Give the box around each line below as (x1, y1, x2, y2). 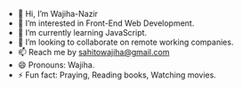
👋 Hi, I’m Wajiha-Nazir (17, 9, 99, 19)
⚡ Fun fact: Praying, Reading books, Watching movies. (17, 69, 216, 80)
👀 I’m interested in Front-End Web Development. (17, 18, 195, 28)
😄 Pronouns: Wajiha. (17, 60, 95, 70)
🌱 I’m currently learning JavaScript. (17, 28, 148, 37)
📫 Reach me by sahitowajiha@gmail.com (17, 47, 170, 57)
